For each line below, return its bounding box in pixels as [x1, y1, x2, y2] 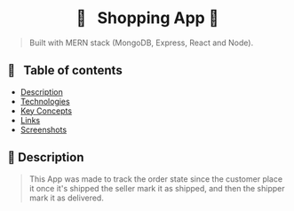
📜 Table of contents [7, 63, 123, 78]
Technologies [20, 96, 71, 106]
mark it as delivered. [28, 192, 105, 203]
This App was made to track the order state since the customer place [28, 173, 283, 184]
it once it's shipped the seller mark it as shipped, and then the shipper [28, 183, 285, 193]
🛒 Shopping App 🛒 [75, 8, 219, 28]
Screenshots [20, 124, 68, 135]
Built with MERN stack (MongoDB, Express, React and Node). [28, 37, 254, 48]
